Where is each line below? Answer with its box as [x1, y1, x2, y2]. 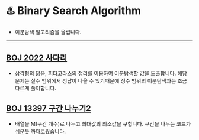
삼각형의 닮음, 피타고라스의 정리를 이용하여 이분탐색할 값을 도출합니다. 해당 [14, 70, 188, 77]
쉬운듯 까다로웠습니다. [14, 128, 66, 135]
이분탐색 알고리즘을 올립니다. [14, 28, 82, 35]
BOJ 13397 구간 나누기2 [6, 103, 91, 113]
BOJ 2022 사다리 [6, 53, 68, 63]
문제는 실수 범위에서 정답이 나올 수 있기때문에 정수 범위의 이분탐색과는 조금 [14, 77, 188, 84]
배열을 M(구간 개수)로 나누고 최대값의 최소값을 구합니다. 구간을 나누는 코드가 [14, 120, 191, 127]
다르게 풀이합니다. [14, 84, 56, 92]
